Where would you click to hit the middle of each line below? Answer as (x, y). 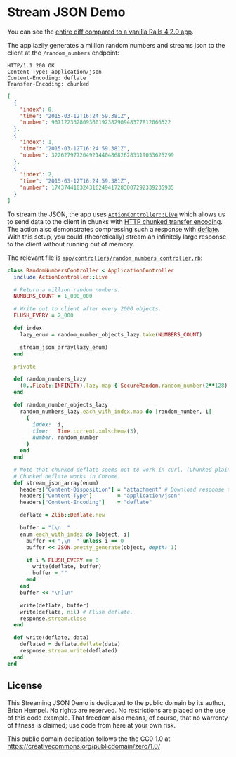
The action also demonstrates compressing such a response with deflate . (113, 229)
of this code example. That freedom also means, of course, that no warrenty (118, 718)
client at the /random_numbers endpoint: (63, 53)
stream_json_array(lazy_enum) (64, 347)
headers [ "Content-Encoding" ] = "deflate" (86, 503)
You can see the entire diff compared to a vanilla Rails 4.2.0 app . (101, 32)
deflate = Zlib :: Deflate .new (63, 515)
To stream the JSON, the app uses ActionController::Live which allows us (116, 214)
